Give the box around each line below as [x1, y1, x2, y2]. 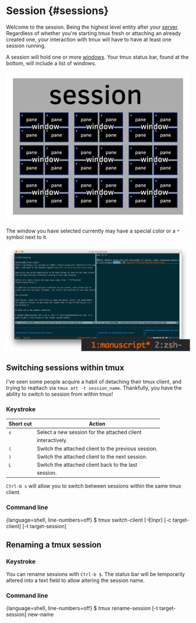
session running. [6, 42, 46, 49]
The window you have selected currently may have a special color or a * [6, 227, 180, 235]
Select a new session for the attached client [37, 429, 142, 436]
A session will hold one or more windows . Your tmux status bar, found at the [6, 53, 189, 60]
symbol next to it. [6, 234, 48, 241]
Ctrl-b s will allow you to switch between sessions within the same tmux [6, 482, 182, 489]
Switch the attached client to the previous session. [37, 445, 157, 452]
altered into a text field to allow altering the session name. [6, 577, 145, 584]
